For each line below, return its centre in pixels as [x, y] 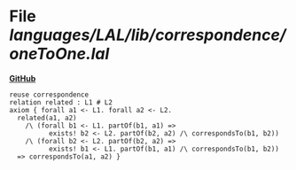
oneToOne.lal [59, 54]
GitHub [23, 78]
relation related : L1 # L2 [61, 102]
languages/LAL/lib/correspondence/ [148, 35]
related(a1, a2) [47, 118]
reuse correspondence [49, 95]
